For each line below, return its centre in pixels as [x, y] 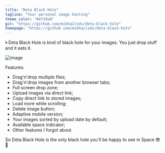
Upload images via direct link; [43, 93]
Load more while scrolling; [40, 104]
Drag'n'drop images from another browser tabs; [61, 82]
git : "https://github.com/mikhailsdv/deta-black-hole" [63, 24]
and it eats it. [18, 48]
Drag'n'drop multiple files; [39, 77]
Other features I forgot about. [42, 130]
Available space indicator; [39, 125]
